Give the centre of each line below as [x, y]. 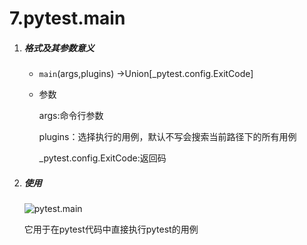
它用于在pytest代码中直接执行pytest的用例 [111, 229]
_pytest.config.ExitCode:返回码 [102, 158]
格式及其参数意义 [59, 48]
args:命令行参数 [71, 116]
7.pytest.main [67, 18]
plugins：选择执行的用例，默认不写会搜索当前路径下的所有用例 [167, 137]
